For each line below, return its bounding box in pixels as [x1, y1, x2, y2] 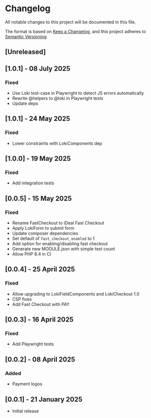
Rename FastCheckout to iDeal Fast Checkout [12, 220, 104, 226]
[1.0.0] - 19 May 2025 [5, 155, 71, 163]
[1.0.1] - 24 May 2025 [5, 115, 71, 123]
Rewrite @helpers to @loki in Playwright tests [12, 96, 104, 101]
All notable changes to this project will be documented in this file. [5, 19, 136, 25]
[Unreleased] [5, 48, 46, 56]
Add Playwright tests [12, 341, 54, 347]
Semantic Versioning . [5, 34, 48, 40]
